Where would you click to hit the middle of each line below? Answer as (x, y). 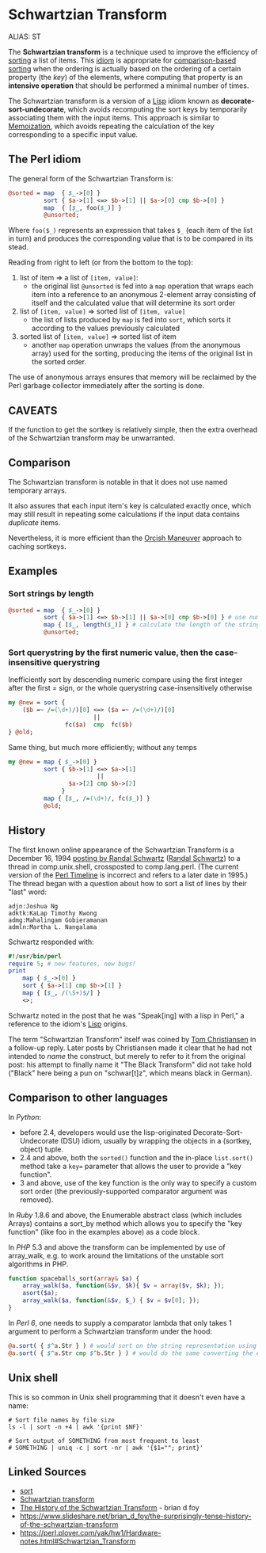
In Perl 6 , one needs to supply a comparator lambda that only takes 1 (120, 1323)
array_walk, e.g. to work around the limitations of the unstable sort (116, 1255)
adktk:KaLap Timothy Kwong (53, 913)
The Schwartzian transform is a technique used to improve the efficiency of (133, 51)
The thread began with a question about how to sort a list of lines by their (128, 883)
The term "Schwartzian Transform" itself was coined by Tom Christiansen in (132, 1039)
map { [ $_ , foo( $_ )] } (83, 207)
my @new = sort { (37, 702)
